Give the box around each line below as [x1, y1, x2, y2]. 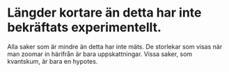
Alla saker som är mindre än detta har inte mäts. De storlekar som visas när [7, 42, 223, 51]
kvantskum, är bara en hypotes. [7, 57, 98, 65]
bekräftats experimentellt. [7, 19, 162, 35]
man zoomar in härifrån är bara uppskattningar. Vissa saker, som [7, 50, 193, 58]
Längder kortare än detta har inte [7, 5, 202, 21]
